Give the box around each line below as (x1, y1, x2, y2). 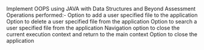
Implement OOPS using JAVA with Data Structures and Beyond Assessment (6, 5, 196, 12)
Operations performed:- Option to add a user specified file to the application (6, 11, 198, 19)
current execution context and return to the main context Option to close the (6, 31, 198, 38)
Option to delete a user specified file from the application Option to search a (6, 18, 197, 25)
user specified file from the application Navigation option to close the (6, 24, 180, 31)
